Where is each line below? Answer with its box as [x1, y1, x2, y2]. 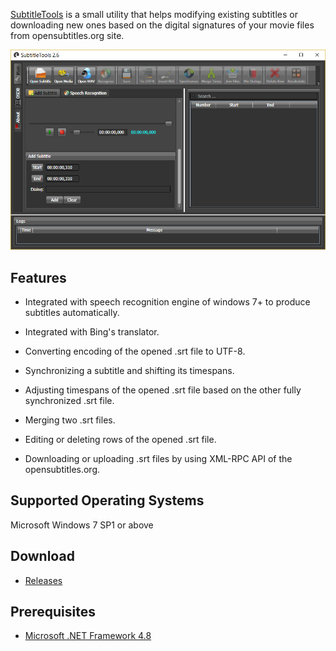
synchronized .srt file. [24, 394, 115, 406]
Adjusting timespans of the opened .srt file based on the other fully [24, 384, 302, 396]
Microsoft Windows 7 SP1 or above [10, 519, 154, 531]
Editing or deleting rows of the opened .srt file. [24, 433, 217, 445]
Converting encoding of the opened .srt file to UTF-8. [24, 345, 246, 357]
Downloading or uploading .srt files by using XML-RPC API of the [24, 452, 293, 464]
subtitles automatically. [24, 306, 120, 318]
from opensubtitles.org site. [10, 30, 125, 41]
